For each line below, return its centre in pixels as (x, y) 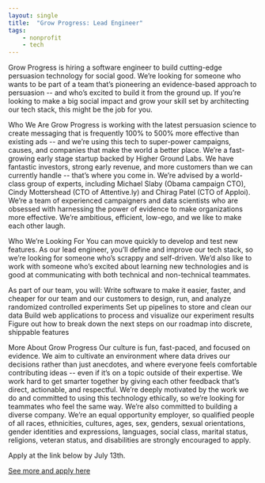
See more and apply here (49, 471)
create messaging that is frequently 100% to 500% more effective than (124, 133)
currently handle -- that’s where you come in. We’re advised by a (114, 176)
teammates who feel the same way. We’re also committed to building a (123, 407)
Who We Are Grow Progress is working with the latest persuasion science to (132, 125)
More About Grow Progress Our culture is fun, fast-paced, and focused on (129, 348)
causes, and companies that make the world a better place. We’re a (118, 150)
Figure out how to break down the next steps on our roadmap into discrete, (131, 324)
